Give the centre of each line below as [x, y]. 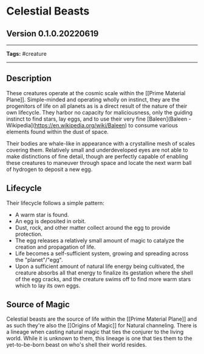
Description [29, 78]
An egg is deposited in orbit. [50, 221]
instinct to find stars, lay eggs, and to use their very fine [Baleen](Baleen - [99, 119]
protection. [29, 234]
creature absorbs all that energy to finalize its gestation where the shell [104, 272]
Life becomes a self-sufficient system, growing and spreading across [102, 253]
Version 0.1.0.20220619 [53, 34]
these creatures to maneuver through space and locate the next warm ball [99, 162]
